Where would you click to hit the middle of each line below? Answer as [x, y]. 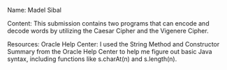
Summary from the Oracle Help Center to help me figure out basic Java [110, 52]
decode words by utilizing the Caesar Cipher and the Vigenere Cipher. [108, 31]
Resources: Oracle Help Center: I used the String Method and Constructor [113, 44]
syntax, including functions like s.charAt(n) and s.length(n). [92, 59]
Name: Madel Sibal [34, 10]
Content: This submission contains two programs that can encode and [108, 23]
